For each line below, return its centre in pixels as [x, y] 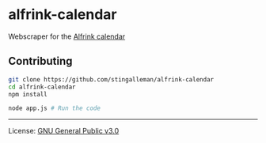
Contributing [40, 61]
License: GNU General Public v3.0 [64, 131]
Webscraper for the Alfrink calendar [67, 36]
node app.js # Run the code [55, 108]
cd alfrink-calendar [42, 87]
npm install [28, 94]
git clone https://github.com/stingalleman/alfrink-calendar [111, 79]
